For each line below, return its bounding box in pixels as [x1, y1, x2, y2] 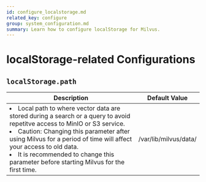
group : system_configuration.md [6, 20, 89, 26]
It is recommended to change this [18, 150, 115, 159]
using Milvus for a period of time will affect [9, 135, 132, 143]
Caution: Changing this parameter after [18, 127, 130, 136]
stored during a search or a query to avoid [9, 112, 131, 121]
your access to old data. [9, 143, 78, 151]
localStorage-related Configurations [6, 53, 196, 66]
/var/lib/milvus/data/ [138, 135, 197, 143]
